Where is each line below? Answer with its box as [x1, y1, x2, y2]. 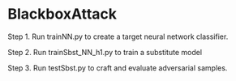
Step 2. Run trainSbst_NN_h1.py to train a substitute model [7, 47, 203, 57]
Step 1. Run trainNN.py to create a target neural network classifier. [7, 32, 229, 41]
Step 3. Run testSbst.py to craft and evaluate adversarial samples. [7, 62, 228, 73]
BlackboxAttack [7, 5, 118, 23]
